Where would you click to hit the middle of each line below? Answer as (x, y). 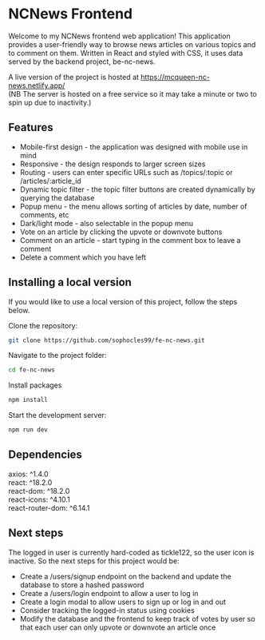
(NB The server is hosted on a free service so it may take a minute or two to (132, 93)
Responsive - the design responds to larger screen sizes (113, 164)
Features (31, 127)
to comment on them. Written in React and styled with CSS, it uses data (126, 53)
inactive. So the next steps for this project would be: (94, 561)
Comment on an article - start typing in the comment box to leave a (130, 240)
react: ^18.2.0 (30, 482)
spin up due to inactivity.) (50, 102)
